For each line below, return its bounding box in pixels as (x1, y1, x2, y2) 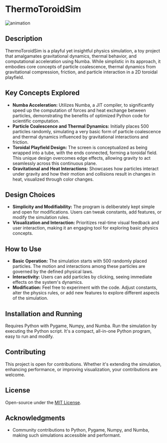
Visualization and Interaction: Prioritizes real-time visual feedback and (12, 220, 160, 225)
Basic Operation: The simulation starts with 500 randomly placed (12, 258, 147, 264)
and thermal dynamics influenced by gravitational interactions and (12, 134, 149, 140)
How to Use (5, 244, 42, 253)
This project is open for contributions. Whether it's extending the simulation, (5, 361, 162, 367)
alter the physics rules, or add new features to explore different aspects (12, 290, 160, 296)
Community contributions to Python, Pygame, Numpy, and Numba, (12, 427, 150, 433)
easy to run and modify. (5, 333, 54, 339)
